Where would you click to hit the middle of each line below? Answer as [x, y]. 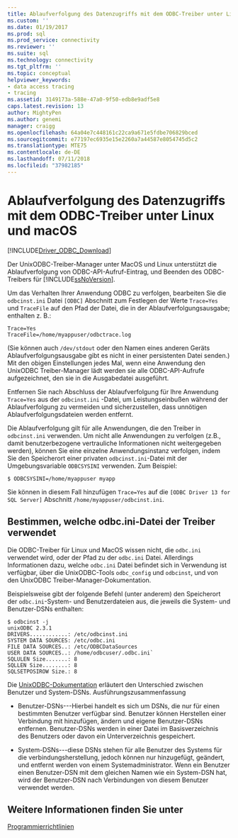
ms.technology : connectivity [50, 60]
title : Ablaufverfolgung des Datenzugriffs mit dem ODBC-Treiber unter [115, 14]
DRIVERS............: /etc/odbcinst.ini [68, 634]
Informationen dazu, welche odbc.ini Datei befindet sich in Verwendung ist [117, 565]
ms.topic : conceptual [39, 73]
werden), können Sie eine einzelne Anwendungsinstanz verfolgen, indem [114, 450]
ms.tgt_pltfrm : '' [34, 67]
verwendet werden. [46, 787]
